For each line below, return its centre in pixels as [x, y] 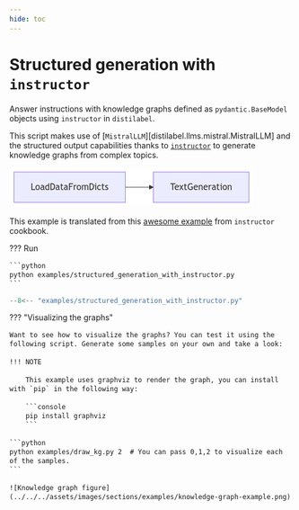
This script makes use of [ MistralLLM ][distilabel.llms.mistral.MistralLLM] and [150, 136]
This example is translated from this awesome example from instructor [142, 221]
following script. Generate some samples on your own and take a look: [146, 344]
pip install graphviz [66, 416]
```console [46, 407]
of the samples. [40, 461]
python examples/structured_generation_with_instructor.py [122, 274]
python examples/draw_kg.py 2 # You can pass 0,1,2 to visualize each [146, 452]
